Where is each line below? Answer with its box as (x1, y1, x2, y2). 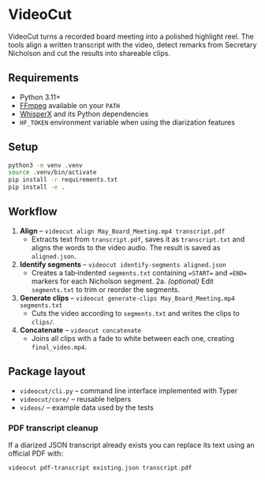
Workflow (8, 205, 58, 219)
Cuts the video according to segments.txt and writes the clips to (31, 308, 241, 317)
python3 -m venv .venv (8, 161, 83, 169)
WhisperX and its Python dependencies (19, 109, 149, 118)
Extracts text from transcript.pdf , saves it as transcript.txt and (31, 234, 245, 244)
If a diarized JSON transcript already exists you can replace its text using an (8, 440, 255, 449)
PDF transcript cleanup (8, 422, 99, 433)
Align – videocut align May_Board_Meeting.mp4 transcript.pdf (19, 226, 226, 235)
